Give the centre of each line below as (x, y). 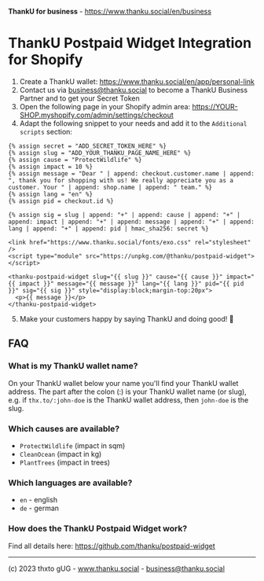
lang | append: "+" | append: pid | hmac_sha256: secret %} (109, 228)
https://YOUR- (215, 106)
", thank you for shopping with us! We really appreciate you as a (121, 180)
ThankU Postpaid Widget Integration (130, 43)
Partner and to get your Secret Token (79, 98)
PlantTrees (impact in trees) (65, 462)
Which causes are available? (64, 428)
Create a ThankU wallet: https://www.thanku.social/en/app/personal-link (137, 81)
